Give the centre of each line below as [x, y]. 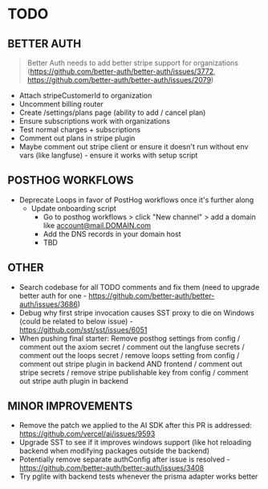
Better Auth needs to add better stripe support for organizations [132, 63]
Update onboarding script [74, 208]
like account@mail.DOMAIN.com [97, 225]
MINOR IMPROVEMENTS [70, 406]
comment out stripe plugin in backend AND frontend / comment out [130, 364]
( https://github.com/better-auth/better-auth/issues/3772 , [121, 71]
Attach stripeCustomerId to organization [85, 96]
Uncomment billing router [61, 104]
